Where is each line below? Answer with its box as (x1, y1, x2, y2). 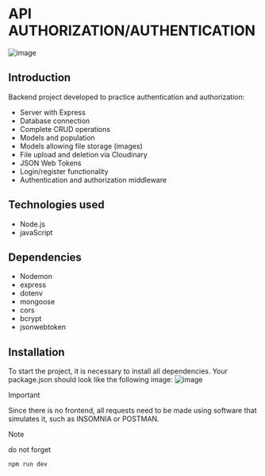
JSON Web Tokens (19, 158, 82, 168)
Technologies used (8, 198, 105, 211)
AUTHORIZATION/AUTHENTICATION (8, 21, 256, 40)
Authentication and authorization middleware (19, 175, 167, 184)
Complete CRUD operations (19, 124, 111, 134)
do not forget (8, 445, 52, 455)
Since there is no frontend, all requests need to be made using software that (8, 406, 257, 416)
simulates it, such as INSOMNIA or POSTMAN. (8, 414, 160, 424)
